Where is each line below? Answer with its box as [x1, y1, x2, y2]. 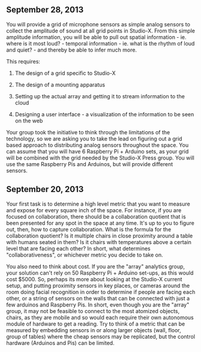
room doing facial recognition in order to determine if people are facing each [6, 288, 196, 296]
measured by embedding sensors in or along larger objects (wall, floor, [6, 326, 181, 333]
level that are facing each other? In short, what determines [6, 245, 151, 252]
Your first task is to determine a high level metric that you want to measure [6, 200, 190, 207]
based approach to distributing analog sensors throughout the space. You [6, 141, 189, 149]
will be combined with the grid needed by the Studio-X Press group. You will [6, 154, 195, 161]
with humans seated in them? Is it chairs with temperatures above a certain [6, 238, 192, 245]
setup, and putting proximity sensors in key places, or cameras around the [6, 282, 190, 289]
